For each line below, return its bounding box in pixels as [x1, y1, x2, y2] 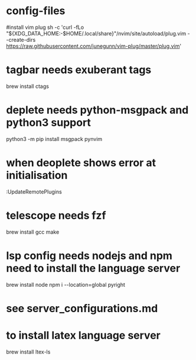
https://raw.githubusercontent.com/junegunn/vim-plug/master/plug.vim [6, 42, 180, 50]
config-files [6, 4, 66, 18]
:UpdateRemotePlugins [6, 188, 62, 195]
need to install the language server [6, 261, 181, 275]
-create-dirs [6, 36, 36, 43]
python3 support [6, 116, 92, 129]
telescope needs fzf [6, 208, 106, 222]
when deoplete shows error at [6, 156, 156, 169]
